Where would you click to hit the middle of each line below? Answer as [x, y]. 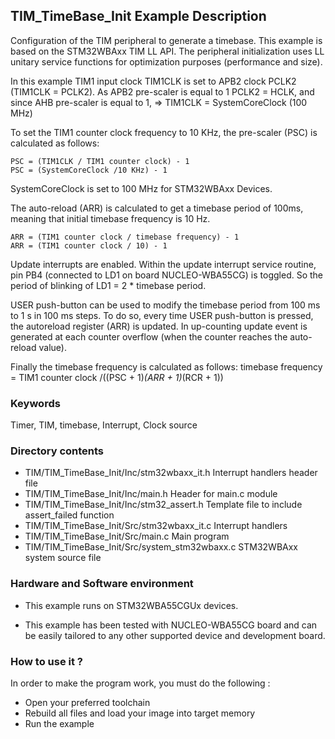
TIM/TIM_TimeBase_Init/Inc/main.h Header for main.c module [151, 494]
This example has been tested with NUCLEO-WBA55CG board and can [171, 625]
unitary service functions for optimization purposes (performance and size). [166, 61]
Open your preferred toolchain [87, 702]
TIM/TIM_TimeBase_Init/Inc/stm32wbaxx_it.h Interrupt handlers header [171, 473]
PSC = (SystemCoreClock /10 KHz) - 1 [89, 170]
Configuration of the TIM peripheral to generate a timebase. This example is [166, 40]
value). [52, 347]
